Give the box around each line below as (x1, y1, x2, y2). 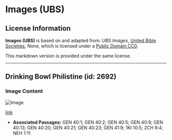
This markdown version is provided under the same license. (5, 53, 132, 59)
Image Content (5, 88, 44, 95)
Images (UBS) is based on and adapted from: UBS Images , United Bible (5, 37, 156, 43)
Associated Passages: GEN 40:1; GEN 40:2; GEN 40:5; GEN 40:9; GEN (12, 119, 163, 125)
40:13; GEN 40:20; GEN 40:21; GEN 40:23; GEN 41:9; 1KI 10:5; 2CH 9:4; (12, 124, 163, 131)
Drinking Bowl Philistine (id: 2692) (5, 73, 117, 81)
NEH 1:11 (12, 130, 31, 136)
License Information (5, 24, 71, 33)
